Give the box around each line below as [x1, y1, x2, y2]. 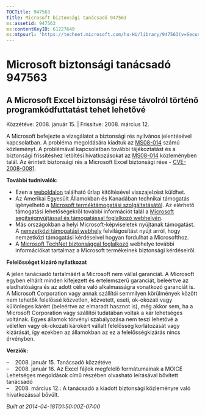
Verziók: [6, 347, 29, 354]
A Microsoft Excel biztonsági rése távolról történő [6, 95, 199, 105]
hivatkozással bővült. [6, 391, 60, 399]
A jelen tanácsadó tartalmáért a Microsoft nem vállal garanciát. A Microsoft [6, 271, 195, 278]
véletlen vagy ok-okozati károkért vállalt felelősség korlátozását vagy [6, 322, 180, 330]
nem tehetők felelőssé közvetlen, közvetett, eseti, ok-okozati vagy [6, 296, 173, 303]
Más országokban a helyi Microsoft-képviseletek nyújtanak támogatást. [15, 221, 195, 229]
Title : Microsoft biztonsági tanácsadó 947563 [6, 15, 127, 21]
